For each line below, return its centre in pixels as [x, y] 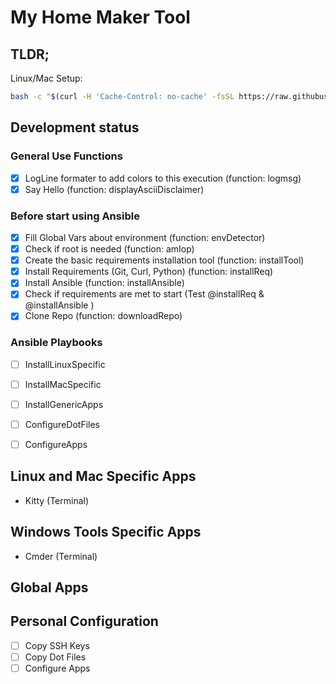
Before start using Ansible [75, 216]
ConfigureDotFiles [62, 424]
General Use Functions [66, 156]
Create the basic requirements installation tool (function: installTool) [164, 260]
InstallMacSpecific [63, 384]
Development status [75, 127]
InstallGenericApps [64, 404]
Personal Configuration [84, 621]
